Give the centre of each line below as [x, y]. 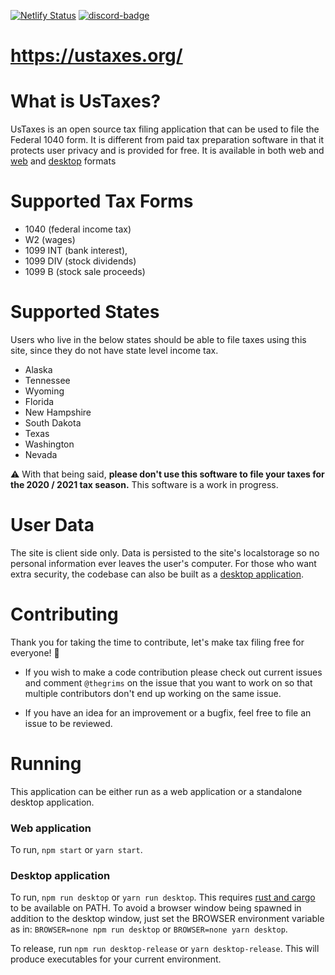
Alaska [38, 369]
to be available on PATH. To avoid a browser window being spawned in [156, 908]
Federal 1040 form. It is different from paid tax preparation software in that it [167, 140]
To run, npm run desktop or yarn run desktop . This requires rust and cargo [163, 897]
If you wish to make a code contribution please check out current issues [173, 672]
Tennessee [47, 380]
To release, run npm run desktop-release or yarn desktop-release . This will [165, 949]
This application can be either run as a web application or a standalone [156, 791]
